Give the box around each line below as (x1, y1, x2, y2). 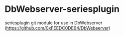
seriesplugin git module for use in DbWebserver (4, 20, 103, 26)
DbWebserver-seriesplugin (4, 3, 120, 15)
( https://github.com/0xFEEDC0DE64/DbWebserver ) (4, 25, 111, 31)
